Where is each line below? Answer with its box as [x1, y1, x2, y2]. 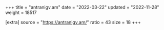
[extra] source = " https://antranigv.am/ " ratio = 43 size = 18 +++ [5, 19, 141, 25]
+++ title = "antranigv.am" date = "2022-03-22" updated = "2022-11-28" [5, 4, 160, 10]
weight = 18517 [5, 9, 37, 15]
